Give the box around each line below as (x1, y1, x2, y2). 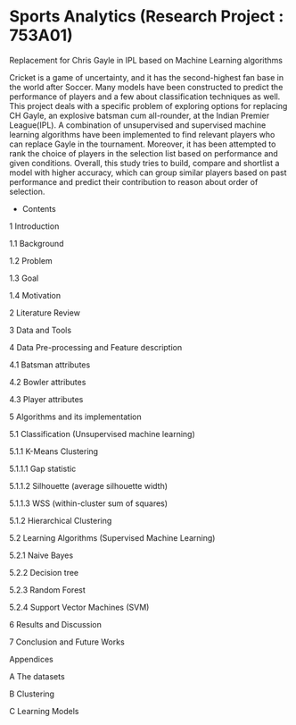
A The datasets (9, 670, 65, 681)
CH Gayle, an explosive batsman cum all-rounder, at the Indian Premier (9, 110, 270, 121)
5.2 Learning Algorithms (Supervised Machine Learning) (9, 532, 216, 543)
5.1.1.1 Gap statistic (9, 463, 77, 474)
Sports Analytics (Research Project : (9, 6, 284, 27)
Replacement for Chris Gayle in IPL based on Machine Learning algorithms (9, 55, 284, 65)
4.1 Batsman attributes (9, 359, 91, 370)
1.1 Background (9, 238, 64, 249)
